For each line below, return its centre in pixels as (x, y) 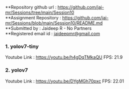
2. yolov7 (17, 70)
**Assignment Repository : (33, 18)
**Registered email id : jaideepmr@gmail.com (52, 34)
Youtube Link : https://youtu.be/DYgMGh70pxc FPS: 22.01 (64, 81)
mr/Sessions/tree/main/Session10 (40, 12)
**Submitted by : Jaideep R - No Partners (48, 28)
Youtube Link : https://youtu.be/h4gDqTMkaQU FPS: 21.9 (64, 57)
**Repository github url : (31, 7)
